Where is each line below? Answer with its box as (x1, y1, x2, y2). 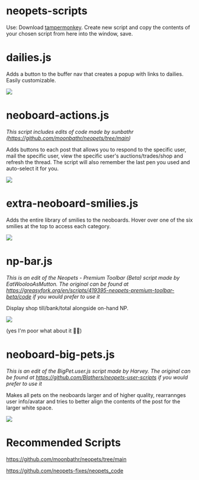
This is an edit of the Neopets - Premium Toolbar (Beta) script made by (6, 274, 180, 281)
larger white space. (6, 404, 53, 411)
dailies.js (6, 51, 52, 65)
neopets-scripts (6, 4, 88, 18)
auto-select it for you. (6, 165, 59, 172)
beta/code (6, 293, 31, 300)
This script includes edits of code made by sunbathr (6, 128, 134, 135)
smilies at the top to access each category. (6, 222, 111, 229)
